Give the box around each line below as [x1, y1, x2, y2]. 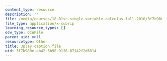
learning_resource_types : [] [5, 26, 66, 30]
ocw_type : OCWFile [5, 30, 43, 35]
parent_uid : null [5, 35, 41, 40]
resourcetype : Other [5, 39, 48, 44]
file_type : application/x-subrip [5, 21, 75, 26]
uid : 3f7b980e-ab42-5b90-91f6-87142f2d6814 [5, 48, 97, 53]
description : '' [5, 12, 39, 17]
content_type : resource [5, 7, 55, 12]
